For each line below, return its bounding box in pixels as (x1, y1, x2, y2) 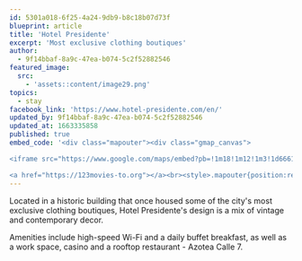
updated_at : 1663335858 (9, 122, 99, 131)
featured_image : (9, 64, 70, 73)
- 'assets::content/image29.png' (25, 80, 151, 89)
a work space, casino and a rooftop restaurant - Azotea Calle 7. (9, 241, 244, 252)
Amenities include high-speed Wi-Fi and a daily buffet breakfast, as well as (9, 231, 288, 242)
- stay (17, 96, 42, 106)
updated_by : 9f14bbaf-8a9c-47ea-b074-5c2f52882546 (9, 113, 203, 122)
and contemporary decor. (9, 214, 104, 225)
